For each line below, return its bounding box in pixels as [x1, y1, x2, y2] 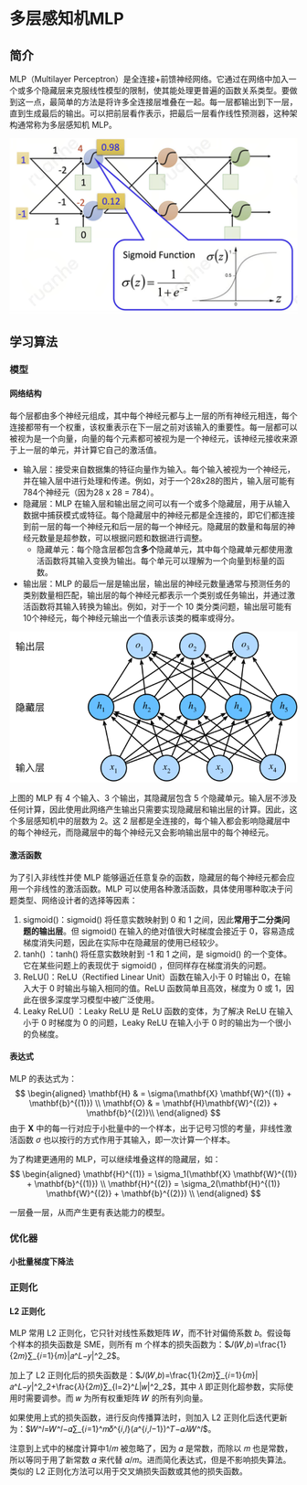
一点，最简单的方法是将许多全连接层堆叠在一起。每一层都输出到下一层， [25, 97, 298, 107]
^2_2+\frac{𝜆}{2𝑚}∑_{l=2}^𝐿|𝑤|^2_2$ [9, 1382, 173, 1393]
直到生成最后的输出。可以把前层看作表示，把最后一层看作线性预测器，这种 [9, 108, 290, 119]
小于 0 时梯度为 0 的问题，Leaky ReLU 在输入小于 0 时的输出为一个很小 [22, 1017, 291, 1028]
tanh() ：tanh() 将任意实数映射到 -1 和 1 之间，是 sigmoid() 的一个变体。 [22, 948, 292, 959]
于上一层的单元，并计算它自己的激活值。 [9, 444, 162, 455]
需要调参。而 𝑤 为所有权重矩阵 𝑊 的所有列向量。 [25, 1393, 208, 1404]
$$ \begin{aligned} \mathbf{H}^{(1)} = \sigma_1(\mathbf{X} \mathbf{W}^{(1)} [9, 1168, 298, 1180]
